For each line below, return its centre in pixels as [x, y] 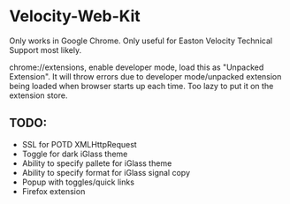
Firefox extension [53, 191]
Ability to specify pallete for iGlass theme [97, 163]
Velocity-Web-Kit [75, 16]
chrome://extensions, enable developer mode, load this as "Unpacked [137, 67]
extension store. [38, 95]
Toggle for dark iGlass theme [75, 154]
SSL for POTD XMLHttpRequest [79, 144]
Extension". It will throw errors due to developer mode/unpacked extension [145, 76]
